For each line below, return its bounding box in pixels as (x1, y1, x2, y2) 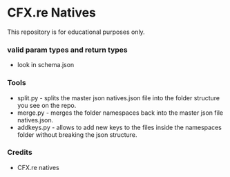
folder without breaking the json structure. (17, 130, 137, 139)
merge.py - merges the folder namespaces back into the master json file (17, 109, 223, 117)
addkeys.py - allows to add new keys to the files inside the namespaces (17, 123, 222, 131)
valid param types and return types (7, 45, 128, 55)
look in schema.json (17, 61, 75, 69)
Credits (7, 147, 32, 157)
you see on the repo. (17, 101, 77, 109)
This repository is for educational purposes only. (7, 28, 145, 36)
